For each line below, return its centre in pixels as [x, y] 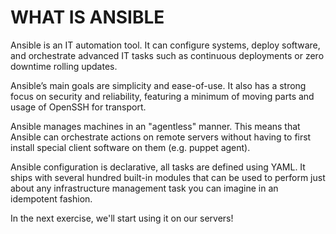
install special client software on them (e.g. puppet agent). [130, 147]
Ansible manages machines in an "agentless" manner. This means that [155, 126]
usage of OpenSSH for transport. [78, 107]
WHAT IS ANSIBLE [87, 17]
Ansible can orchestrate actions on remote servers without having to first [161, 137]
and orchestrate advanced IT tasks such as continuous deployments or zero [167, 55]
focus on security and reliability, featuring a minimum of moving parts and [162, 96]
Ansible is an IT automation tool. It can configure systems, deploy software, [165, 45]
